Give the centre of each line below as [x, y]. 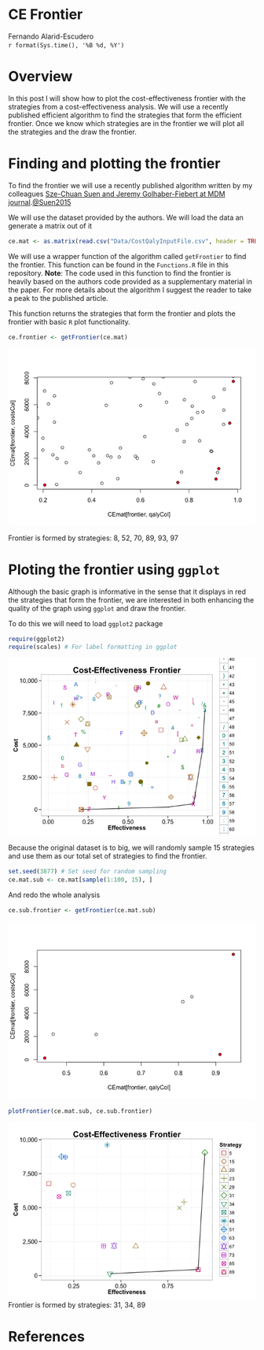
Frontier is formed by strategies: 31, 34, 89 [77, 1304]
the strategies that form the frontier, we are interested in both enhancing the [131, 599]
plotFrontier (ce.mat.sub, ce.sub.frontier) [81, 1111]
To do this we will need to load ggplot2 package [86, 623]
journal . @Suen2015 [40, 202]
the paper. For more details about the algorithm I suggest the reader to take [130, 290]
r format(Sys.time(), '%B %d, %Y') [66, 45]
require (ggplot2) [37, 639]
